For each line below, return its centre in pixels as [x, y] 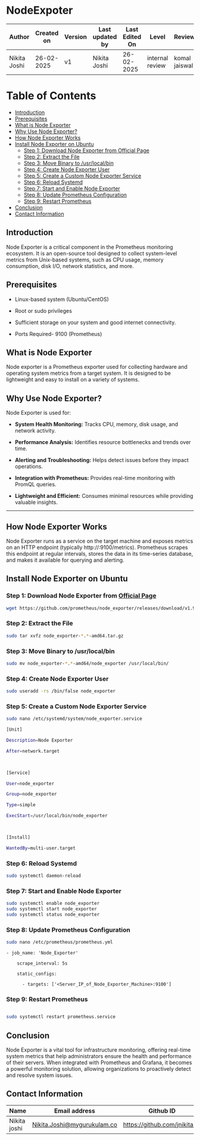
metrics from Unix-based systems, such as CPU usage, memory [85, 260]
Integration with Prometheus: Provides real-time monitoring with [95, 478]
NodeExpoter [40, 10]
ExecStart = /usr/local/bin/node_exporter [57, 816]
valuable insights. [36, 503]
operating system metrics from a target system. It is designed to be [89, 373]
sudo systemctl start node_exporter [51, 909]
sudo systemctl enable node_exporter [53, 904]
